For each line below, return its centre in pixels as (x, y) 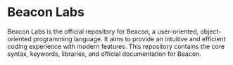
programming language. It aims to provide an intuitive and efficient (129, 38)
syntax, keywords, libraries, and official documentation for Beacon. (105, 54)
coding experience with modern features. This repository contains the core (116, 46)
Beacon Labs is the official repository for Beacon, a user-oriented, (103, 31)
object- (211, 31)
